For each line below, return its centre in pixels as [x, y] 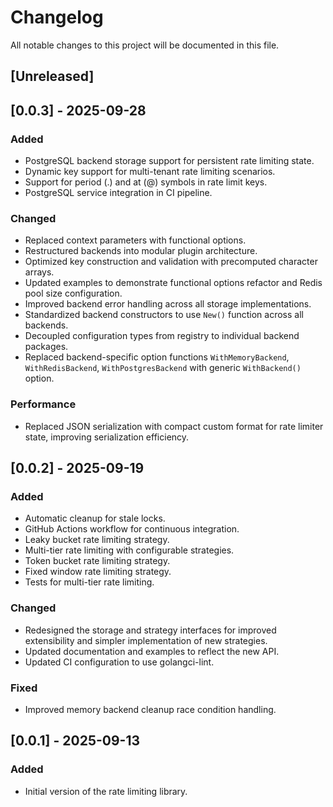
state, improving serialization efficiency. [107, 437]
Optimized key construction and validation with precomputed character [171, 262]
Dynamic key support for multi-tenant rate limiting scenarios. [150, 172]
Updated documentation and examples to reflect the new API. [152, 651]
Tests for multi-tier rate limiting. [89, 582]
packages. [46, 347]
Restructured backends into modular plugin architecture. [141, 251]
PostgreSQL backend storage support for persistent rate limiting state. [169, 161]
